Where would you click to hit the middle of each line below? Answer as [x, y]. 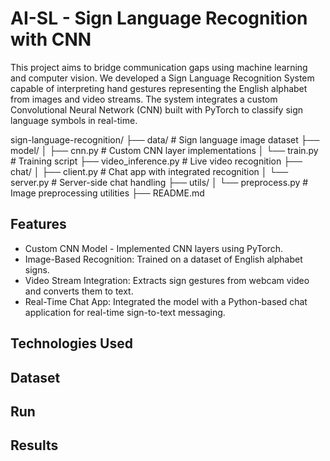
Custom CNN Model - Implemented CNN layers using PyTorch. [153, 248]
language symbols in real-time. [74, 120]
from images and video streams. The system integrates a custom [144, 99]
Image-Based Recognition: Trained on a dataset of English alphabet [163, 259]
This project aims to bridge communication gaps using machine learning [159, 67]
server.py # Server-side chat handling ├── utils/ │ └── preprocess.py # [159, 182]
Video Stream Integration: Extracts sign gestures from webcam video [167, 280]
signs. [37, 269]
